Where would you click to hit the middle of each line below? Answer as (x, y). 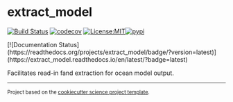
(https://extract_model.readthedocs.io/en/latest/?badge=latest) (98, 59)
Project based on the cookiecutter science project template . (79, 92)
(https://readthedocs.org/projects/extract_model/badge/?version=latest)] (112, 52)
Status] (69, 44)
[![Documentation (32, 44)
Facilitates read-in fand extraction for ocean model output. (91, 73)
